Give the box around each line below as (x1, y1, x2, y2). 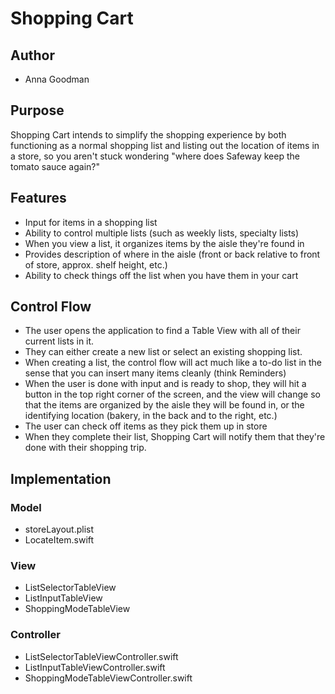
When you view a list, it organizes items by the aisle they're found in (24, 237, 305, 249)
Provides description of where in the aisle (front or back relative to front (24, 248, 321, 260)
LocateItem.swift (24, 534, 95, 546)
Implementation (10, 470, 112, 487)
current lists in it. (24, 335, 95, 347)
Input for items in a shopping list (24, 216, 158, 228)
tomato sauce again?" (10, 160, 101, 172)
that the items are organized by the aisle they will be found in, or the (24, 399, 305, 411)
